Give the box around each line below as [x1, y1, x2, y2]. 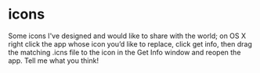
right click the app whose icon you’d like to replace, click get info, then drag [8, 39, 253, 48]
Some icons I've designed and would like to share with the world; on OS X [8, 31, 247, 40]
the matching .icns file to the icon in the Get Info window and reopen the [8, 47, 241, 57]
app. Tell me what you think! [8, 56, 99, 65]
